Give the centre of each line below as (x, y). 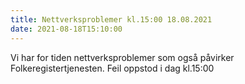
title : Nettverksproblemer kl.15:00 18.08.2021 (111, 19)
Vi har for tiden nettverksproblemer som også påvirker (122, 57)
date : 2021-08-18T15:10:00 (66, 29)
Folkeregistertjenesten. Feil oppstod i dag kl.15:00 (112, 68)
